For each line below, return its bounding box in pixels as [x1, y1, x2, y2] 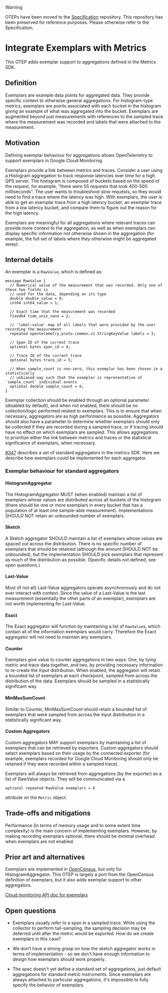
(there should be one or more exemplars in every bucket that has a [5, 502, 143, 508]
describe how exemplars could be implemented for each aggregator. [5, 455, 147, 461]
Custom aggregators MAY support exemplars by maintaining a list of [5, 739, 146, 745]
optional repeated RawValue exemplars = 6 [5, 785, 95, 790]
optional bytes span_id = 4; [10, 344, 71, 350]
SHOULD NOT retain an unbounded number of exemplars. [5, 513, 125, 519]
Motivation [5, 139, 40, 147]
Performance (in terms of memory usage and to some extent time [5, 822, 141, 828]
